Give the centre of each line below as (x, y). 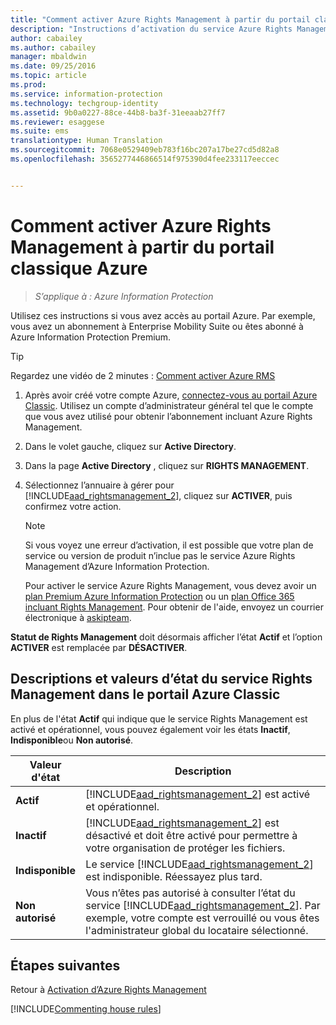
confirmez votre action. (73, 506)
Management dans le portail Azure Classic (145, 694)
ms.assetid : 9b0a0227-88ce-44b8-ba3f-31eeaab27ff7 (118, 112)
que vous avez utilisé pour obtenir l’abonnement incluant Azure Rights (168, 416)
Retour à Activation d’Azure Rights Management (108, 990)
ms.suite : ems (40, 131)
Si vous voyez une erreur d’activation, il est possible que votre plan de (169, 545)
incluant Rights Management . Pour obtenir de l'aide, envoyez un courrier (174, 607)
